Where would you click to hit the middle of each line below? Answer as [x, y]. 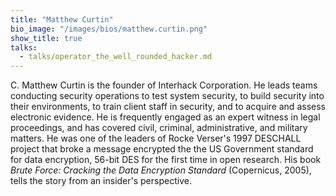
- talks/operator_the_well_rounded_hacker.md [116, 57]
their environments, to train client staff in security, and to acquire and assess [168, 107]
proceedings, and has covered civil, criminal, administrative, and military [159, 128]
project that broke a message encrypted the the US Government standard [162, 149]
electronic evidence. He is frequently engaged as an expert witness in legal [165, 117]
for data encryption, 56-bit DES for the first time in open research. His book [166, 160]
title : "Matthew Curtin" [62, 19]
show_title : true [46, 38]
